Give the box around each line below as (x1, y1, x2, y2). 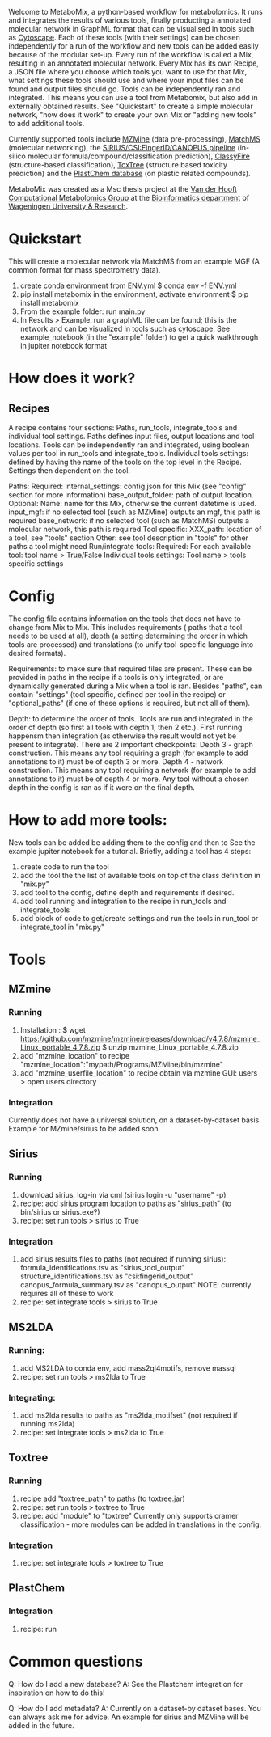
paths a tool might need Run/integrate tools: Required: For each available (8, 541, 252, 551)
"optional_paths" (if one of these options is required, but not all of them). (8, 698, 251, 708)
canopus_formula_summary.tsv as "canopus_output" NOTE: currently (19, 1279, 252, 1289)
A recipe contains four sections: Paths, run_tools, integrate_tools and (8, 422, 238, 432)
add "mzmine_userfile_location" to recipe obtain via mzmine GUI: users (19, 1067, 258, 1078)
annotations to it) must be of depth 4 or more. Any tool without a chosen (8, 774, 249, 784)
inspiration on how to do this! (8, 1688, 105, 1697)
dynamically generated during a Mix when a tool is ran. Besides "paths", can (8, 681, 263, 691)
